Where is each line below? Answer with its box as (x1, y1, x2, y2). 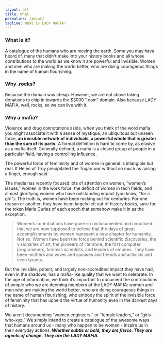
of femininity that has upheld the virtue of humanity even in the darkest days (5, 297, 158, 303)
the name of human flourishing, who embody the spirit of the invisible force (5, 292, 156, 298)
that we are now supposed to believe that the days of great (16, 226, 135, 232)
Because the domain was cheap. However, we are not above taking (5, 91, 140, 97)
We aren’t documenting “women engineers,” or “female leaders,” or (5, 312, 140, 318)
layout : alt (5, 7, 29, 12)
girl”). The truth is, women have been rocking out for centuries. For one (5, 196, 147, 202)
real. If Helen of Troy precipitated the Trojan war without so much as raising (5, 166, 156, 172)
